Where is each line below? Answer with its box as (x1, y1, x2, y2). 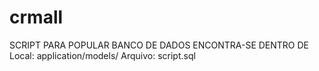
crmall (9, 6, 64, 29)
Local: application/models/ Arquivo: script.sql (9, 49, 196, 61)
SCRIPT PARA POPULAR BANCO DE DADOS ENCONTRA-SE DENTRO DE (9, 39, 310, 51)
